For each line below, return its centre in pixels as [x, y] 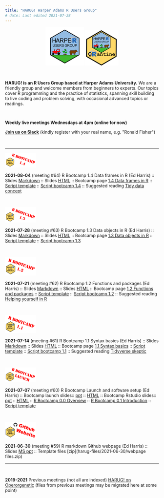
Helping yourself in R [26, 299]
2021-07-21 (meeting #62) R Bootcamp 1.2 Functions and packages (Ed [77, 284]
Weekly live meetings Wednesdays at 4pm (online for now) [66, 123]
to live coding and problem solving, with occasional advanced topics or [77, 98]
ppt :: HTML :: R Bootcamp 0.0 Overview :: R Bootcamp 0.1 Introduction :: [78, 400]
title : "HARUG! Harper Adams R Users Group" [51, 10]
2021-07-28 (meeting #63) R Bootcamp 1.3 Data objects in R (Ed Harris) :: [80, 230]
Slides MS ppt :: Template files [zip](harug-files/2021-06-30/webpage [76, 451]
